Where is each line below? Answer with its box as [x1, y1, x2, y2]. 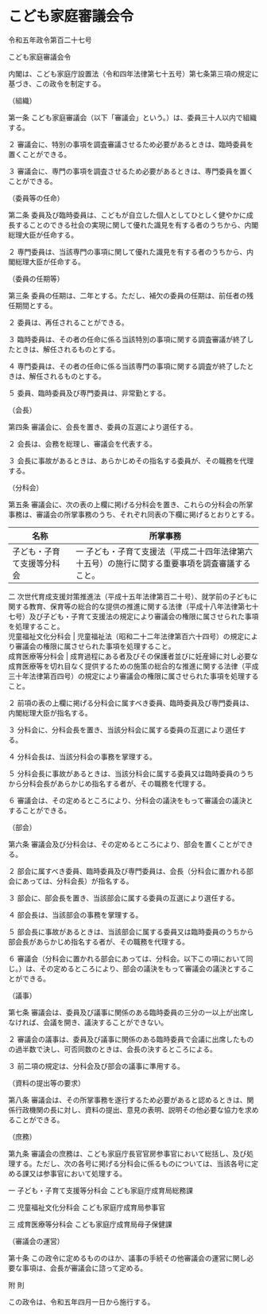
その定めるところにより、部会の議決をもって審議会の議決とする [39, 964, 248, 973]
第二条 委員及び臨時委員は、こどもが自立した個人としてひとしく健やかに [8, 210, 247, 220]
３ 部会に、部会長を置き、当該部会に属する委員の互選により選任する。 [8, 893, 240, 903]
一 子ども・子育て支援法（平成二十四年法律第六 [75, 546, 253, 557]
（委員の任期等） [8, 274, 64, 283]
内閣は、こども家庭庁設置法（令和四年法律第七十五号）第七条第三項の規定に [8, 68, 259, 78]
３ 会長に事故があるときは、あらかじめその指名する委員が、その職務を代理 [8, 455, 254, 466]
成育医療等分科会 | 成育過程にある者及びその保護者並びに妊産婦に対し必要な [8, 651, 258, 661]
